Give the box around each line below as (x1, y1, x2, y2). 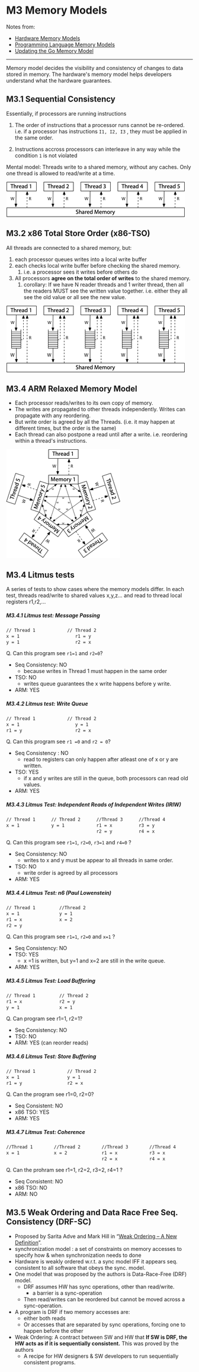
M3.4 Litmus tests (6, 570, 75, 580)
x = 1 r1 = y (6, 633, 92, 640)
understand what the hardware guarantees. (6, 77, 112, 84)
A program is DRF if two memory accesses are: (14, 1308, 130, 1315)
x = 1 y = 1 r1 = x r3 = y (6, 822, 155, 828)
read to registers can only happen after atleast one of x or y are (23, 756, 179, 763)
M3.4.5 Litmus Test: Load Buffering (6, 977, 96, 984)
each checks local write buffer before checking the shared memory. (14, 262, 181, 269)
